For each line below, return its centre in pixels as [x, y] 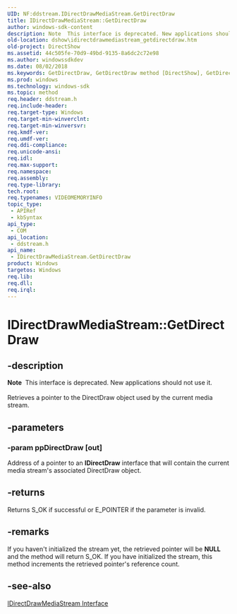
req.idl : [20, 159]
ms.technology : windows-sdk [49, 86]
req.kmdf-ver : [28, 132]
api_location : [28, 237]
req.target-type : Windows [45, 112]
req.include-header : [38, 106]
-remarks [28, 532]
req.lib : [20, 276]
